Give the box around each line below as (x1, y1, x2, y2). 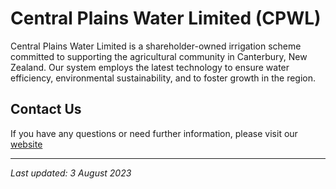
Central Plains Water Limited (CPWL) (10, 7, 322, 30)
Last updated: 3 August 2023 (10, 167, 132, 179)
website (10, 138, 43, 150)
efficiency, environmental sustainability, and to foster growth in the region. (10, 72, 317, 84)
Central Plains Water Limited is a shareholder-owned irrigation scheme (10, 40, 302, 52)
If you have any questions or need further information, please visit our (10, 127, 298, 139)
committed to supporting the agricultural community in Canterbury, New (10, 50, 308, 62)
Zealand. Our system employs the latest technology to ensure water (10, 61, 290, 73)
